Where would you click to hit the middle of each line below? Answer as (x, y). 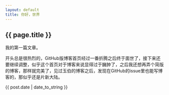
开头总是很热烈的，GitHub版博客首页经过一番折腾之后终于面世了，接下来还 (83, 58)
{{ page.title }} (28, 35)
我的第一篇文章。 (23, 48)
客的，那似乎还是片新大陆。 (34, 77)
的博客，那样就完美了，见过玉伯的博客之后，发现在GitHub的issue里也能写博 (84, 71)
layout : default (22, 10)
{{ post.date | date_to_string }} (36, 87)
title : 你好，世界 (23, 15)
